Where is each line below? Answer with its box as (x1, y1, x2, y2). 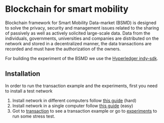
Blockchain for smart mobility (5, 3, 129, 15)
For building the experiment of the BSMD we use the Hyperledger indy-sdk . (5, 55, 159, 61)
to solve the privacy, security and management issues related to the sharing (5, 25, 159, 31)
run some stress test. (12, 113, 56, 119)
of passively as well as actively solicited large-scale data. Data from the (5, 30, 151, 36)
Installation (5, 70, 40, 78)
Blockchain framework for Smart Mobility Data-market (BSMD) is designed (5, 20, 157, 26)
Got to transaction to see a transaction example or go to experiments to (12, 108, 158, 114)
